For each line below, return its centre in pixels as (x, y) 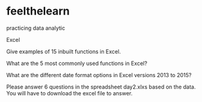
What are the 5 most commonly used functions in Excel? (77, 63)
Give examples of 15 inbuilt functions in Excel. (64, 51)
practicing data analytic (36, 28)
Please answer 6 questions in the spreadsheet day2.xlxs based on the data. (101, 87)
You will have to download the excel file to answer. (69, 93)
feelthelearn (38, 11)
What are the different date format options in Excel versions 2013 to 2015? (99, 75)
